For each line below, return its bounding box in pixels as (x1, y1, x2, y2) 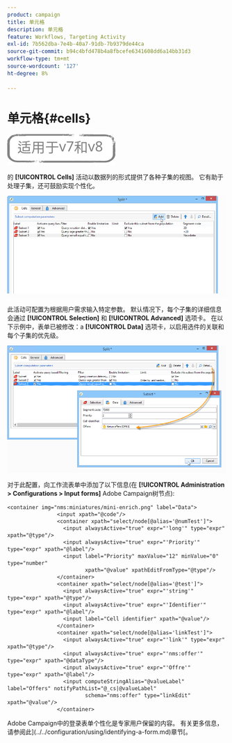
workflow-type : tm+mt (7, 56, 70, 63)
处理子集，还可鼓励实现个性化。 (7, 182, 99, 190)
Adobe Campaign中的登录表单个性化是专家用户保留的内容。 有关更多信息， (7, 719, 224, 728)
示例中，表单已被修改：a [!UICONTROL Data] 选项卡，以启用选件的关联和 (13, 322, 224, 331)
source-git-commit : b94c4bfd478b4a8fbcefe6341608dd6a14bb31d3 (7, 48, 191, 55)
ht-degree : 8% (7, 70, 49, 77)
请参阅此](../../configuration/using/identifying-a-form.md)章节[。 (7, 728, 192, 736)
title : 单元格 (7, 18, 45, 26)
